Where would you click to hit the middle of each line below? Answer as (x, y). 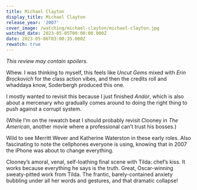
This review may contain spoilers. (47, 61)
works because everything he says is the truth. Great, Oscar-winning (90, 168)
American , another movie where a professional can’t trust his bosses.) (91, 126)
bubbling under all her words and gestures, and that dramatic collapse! (92, 181)
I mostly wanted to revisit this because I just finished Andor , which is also (95, 96)
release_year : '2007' (33, 22)
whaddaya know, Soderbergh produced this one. (65, 85)
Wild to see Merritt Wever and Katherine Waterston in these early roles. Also (99, 138)
